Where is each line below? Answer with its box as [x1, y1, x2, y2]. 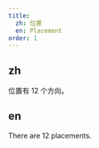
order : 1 [8, 34, 38, 42]
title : [8, 11, 30, 20]
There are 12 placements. [8, 130, 92, 140]
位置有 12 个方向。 [8, 86, 69, 96]
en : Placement [15, 26, 62, 34]
